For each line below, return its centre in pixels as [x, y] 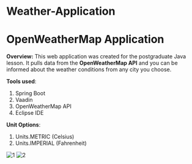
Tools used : [21, 82]
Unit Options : [24, 125]
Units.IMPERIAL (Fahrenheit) [51, 143]
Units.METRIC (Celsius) [45, 137]
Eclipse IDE [29, 113]
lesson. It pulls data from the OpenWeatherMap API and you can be [92, 63]
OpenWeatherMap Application [85, 40]
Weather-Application [61, 11]
